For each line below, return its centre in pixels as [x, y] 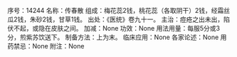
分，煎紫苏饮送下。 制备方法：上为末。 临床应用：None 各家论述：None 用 [117, 37]
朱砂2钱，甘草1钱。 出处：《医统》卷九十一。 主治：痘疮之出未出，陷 [130, 19]
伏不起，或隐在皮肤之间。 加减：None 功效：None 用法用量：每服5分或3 [114, 28]
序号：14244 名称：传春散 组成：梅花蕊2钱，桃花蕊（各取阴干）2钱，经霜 [116, 10]
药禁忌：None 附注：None [46, 46]
